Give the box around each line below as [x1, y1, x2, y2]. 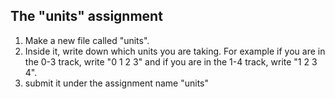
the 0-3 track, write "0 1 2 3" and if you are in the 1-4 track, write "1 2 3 [24, 55, 318, 68]
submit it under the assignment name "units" [24, 77, 209, 89]
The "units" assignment [10, 8, 163, 25]
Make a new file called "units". [24, 34, 150, 46]
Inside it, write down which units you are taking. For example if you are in [24, 45, 326, 57]
